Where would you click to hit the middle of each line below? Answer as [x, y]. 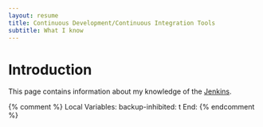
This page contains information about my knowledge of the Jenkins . [120, 91]
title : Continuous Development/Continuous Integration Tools [112, 23]
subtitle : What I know [46, 30]
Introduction [50, 69]
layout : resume [33, 15]
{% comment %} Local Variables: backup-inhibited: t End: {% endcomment [131, 107]
